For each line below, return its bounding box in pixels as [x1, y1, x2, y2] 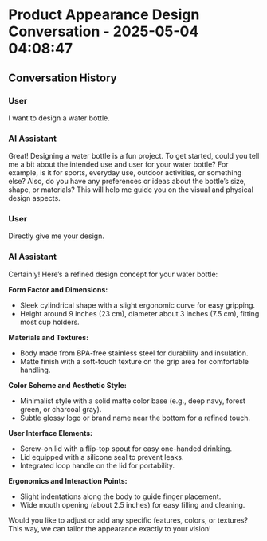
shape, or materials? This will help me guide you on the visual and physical [8, 185, 253, 194]
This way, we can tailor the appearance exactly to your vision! [8, 523, 211, 533]
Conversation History [8, 71, 117, 84]
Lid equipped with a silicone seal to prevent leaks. [19, 452, 184, 461]
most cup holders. [19, 317, 80, 327]
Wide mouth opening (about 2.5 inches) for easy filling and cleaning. [19, 500, 245, 509]
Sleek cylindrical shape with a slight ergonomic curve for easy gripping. [19, 300, 256, 310]
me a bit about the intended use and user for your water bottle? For [8, 159, 229, 169]
